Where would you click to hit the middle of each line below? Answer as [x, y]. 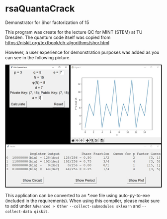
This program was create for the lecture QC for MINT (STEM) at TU [74, 32]
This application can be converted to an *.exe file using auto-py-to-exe [78, 196]
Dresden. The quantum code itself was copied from [58, 37]
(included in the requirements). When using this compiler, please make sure [83, 201]
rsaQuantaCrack [40, 9]
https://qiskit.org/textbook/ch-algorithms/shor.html [57, 42]
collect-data [19, 212]
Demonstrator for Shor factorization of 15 [47, 22]
